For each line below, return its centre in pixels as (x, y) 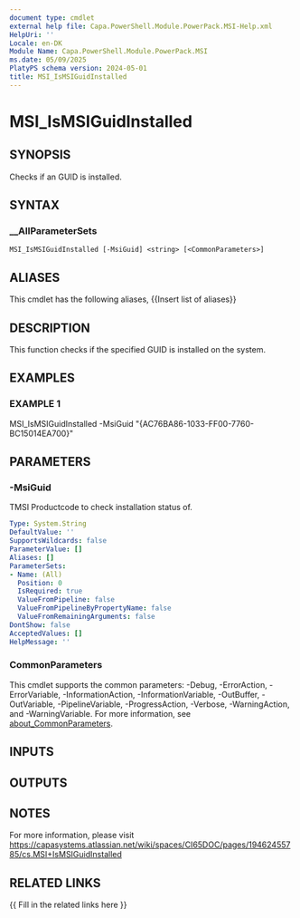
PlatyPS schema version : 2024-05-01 (78, 69)
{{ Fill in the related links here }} (68, 905)
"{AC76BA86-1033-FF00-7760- (195, 423)
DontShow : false (40, 625)
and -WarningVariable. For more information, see (100, 713)
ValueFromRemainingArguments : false (86, 617)
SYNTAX (35, 205)
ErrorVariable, (35, 694)
